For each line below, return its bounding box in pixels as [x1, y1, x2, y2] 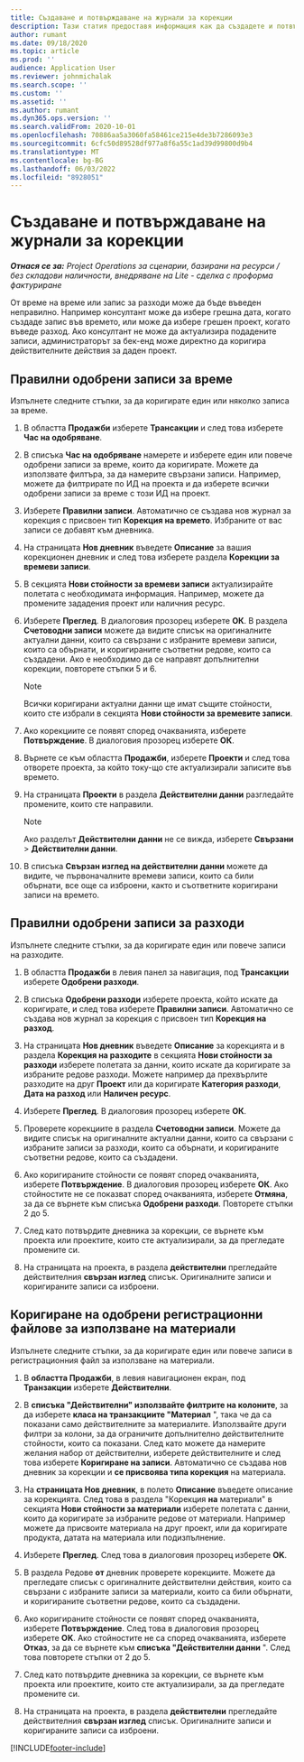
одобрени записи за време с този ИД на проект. [23, 488, 211, 498]
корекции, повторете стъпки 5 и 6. [23, 663, 157, 673]
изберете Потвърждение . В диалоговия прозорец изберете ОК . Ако [23, 1179, 290, 1190]
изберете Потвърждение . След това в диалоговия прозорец [23, 1622, 260, 1634]
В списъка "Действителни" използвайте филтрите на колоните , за [23, 1399, 289, 1410]
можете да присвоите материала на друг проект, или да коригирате [23, 1522, 288, 1533]
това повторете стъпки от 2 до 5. [23, 1651, 152, 1662]
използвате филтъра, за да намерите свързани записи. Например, [23, 468, 281, 479]
